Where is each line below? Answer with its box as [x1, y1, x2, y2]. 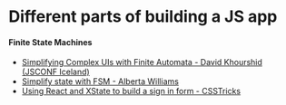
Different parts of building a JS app [8, 6, 278, 27]
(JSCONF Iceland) [21, 66, 90, 78]
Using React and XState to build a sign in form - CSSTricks [21, 86, 242, 97]
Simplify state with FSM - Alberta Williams [21, 76, 179, 87]
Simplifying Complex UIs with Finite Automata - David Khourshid [21, 57, 262, 68]
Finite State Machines [8, 36, 93, 47]
